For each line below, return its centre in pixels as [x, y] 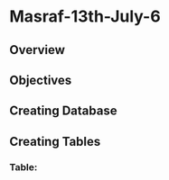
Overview [38, 50]
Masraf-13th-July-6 [85, 17]
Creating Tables [55, 141]
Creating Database [63, 111]
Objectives [41, 80]
